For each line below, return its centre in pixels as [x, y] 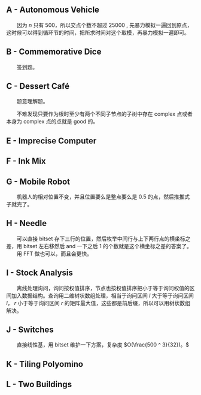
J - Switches [30, 330]
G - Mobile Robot [38, 181]
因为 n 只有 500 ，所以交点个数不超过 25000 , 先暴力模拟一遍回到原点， [105, 25]
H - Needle [26, 223]
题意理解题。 [33, 101]
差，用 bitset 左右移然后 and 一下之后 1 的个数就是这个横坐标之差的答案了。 [99, 246]
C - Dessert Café [38, 86]
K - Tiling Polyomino [45, 364]
